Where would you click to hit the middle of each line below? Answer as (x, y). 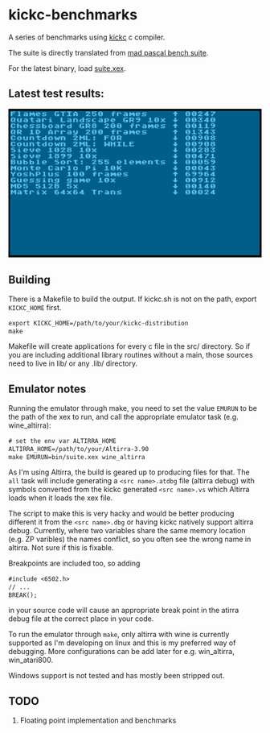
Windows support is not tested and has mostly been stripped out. (117, 676)
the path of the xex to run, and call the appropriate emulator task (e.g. (123, 417)
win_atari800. (31, 660)
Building (29, 280)
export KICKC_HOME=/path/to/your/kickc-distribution (98, 324)
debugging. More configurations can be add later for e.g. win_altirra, (121, 652)
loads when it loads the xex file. (61, 498)
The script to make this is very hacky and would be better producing (121, 514)
